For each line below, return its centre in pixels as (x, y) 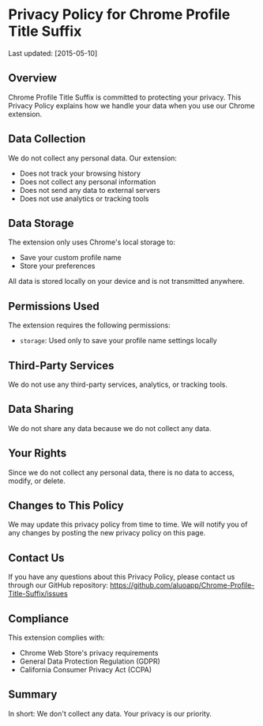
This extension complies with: (56, 637)
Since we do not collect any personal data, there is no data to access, (121, 472)
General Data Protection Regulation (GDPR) (90, 661)
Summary (33, 695)
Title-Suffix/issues (38, 594)
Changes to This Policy (66, 506)
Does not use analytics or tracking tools (84, 199)
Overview (33, 78)
